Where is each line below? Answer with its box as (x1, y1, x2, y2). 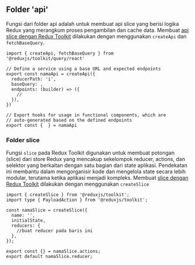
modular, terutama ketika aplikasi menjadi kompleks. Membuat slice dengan (6, 175, 189, 182)
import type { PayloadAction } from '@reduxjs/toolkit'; (6, 197, 148, 203)
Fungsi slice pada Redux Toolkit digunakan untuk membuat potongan (6, 149, 175, 156)
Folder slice (6, 136, 40, 144)
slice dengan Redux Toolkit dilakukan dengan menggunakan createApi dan (6, 32, 187, 40)
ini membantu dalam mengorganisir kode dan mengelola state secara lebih (6, 168, 186, 175)
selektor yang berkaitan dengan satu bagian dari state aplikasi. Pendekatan (6, 162, 187, 169)
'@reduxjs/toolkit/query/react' (6, 55, 85, 61)
